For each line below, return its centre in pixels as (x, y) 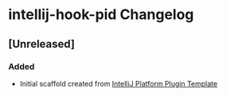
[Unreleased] (42, 44)
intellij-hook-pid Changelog (101, 15)
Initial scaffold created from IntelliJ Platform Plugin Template (119, 83)
